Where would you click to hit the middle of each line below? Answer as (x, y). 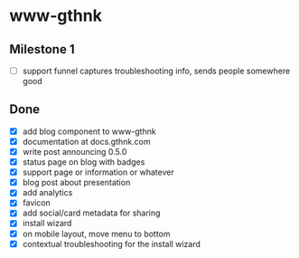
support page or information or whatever (98, 172)
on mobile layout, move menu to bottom (96, 234)
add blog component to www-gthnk (89, 131)
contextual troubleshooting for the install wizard (112, 244)
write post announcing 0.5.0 (75, 152)
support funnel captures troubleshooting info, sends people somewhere (156, 71)
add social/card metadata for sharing (91, 213)
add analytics (47, 193)
